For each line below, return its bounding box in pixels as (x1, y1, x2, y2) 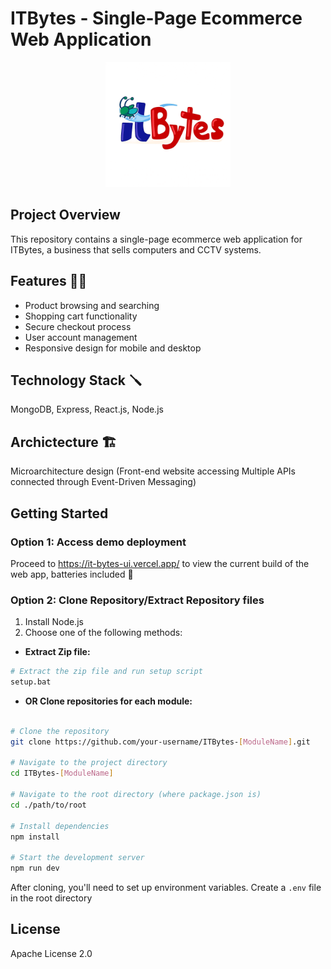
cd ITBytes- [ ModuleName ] (10, 768, 114, 779)
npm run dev (10, 863, 60, 874)
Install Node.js (24, 616, 84, 628)
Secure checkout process (24, 320, 132, 332)
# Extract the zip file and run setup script (10, 667, 203, 677)
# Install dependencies (10, 821, 110, 831)
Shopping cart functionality (24, 310, 138, 322)
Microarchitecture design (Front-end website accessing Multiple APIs (10, 465, 296, 477)
